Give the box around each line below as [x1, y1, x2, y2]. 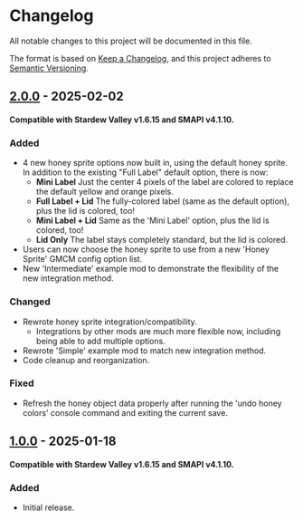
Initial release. [22, 502, 75, 513]
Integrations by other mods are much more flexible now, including [35, 325, 281, 336]
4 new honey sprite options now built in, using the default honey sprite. [22, 158, 288, 169]
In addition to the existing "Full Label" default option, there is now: [22, 167, 269, 178]
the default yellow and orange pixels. [35, 187, 174, 197]
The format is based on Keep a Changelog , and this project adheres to [9, 53, 271, 63]
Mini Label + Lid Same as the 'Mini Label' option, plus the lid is [35, 215, 270, 226]
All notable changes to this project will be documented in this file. [9, 35, 253, 46]
